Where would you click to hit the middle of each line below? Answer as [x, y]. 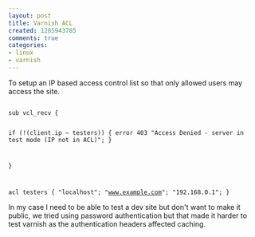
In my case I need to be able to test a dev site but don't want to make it [124, 207]
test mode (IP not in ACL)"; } [60, 140]
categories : [28, 45]
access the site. [34, 91]
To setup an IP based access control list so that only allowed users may [126, 83]
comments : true [33, 38]
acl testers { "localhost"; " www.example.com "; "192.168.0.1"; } [119, 192]
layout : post [30, 16]
